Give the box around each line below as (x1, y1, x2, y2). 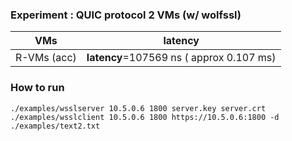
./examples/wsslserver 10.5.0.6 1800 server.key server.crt (10, 103, 267, 113)
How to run (10, 81, 65, 95)
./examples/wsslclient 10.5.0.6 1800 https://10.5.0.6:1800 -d (10, 112, 280, 122)
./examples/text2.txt (10, 121, 101, 131)
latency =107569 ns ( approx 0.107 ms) (86, 51, 277, 65)
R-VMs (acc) (15, 51, 77, 65)
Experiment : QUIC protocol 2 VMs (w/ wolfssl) (10, 8, 242, 22)
